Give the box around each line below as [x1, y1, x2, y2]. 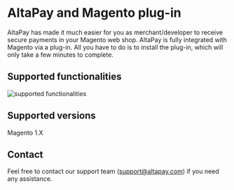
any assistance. [7, 175, 53, 183]
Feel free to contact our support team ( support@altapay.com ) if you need [7, 167, 219, 176]
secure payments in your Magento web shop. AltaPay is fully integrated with [7, 35, 228, 43]
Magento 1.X [7, 128, 43, 137]
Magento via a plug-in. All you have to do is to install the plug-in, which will [7, 43, 223, 51]
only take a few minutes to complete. [7, 50, 114, 59]
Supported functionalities [7, 71, 122, 83]
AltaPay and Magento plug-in [7, 5, 181, 21]
